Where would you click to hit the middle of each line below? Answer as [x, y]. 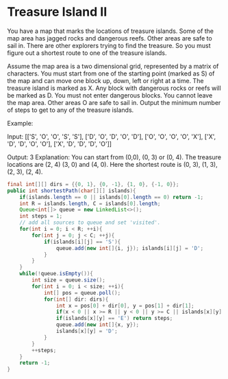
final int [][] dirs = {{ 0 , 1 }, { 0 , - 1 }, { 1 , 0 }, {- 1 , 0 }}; [93, 184]
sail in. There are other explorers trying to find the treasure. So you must [109, 45]
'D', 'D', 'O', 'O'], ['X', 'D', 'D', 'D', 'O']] [59, 143]
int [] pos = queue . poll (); [82, 292]
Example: [20, 123]
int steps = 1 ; [41, 216]
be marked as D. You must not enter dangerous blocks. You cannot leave [110, 95]
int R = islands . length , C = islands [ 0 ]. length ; [90, 203]
